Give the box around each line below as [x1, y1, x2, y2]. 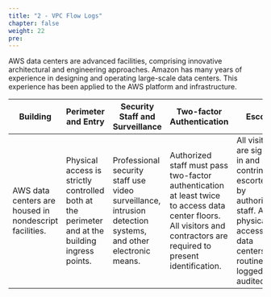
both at [65, 195, 93, 206]
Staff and [119, 111, 156, 122]
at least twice [169, 190, 220, 201]
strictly [65, 175, 93, 186]
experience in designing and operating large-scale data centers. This [8, 73, 238, 83]
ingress [65, 245, 94, 257]
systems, [112, 225, 147, 237]
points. [65, 255, 92, 266]
